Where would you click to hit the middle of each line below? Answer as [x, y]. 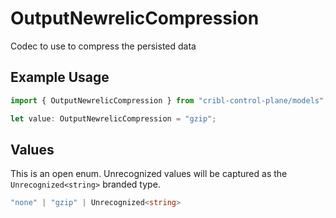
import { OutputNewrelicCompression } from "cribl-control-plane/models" [167, 100]
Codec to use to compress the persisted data [103, 46]
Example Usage [60, 77]
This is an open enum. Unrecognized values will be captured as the [149, 174]
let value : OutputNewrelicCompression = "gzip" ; [113, 118]
